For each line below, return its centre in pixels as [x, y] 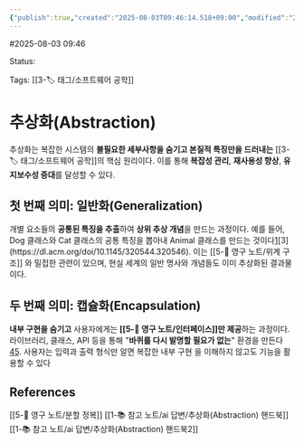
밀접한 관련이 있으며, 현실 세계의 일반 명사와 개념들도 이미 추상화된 [151, 263]
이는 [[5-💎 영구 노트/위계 [237, 252]
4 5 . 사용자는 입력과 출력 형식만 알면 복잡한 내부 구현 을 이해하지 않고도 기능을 [146, 352]
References [43, 392]
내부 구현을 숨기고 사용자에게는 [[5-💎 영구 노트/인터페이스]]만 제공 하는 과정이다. [150, 329]
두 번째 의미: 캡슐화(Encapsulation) [105, 305]
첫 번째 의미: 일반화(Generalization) [106, 206]
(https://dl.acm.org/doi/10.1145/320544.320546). [100, 252]
